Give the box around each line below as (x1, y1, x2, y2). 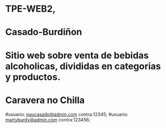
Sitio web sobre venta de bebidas (5, 49, 149, 61)
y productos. (5, 71, 61, 83)
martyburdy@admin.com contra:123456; (5, 116, 91, 122)
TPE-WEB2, (5, 3, 56, 15)
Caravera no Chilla (5, 94, 85, 106)
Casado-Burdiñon (5, 26, 82, 38)
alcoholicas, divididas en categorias (5, 60, 161, 72)
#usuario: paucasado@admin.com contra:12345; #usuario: (5, 111, 129, 117)
